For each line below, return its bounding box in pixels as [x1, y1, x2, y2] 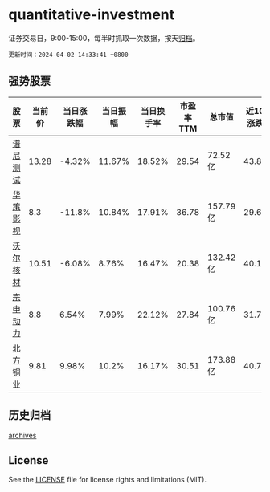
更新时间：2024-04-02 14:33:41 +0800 [8, 51, 129, 59]
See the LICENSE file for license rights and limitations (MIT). [8, 475, 207, 485]
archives [8, 430, 37, 440]
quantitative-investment [8, 6, 175, 24]
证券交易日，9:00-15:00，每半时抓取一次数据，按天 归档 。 [8, 33, 200, 43]
